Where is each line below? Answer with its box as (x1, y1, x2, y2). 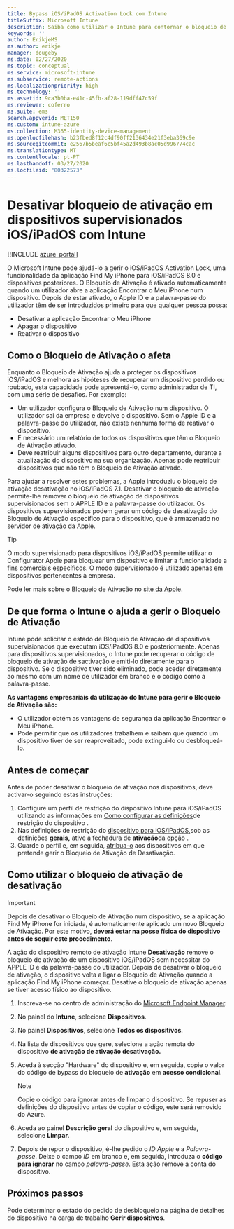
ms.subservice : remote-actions (7, 75, 98, 83)
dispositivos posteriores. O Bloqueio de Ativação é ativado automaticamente (7, 278, 227, 287)
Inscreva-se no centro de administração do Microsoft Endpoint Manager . (17, 998, 227, 1007)
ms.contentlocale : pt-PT (7, 154, 80, 161)
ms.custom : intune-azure (7, 121, 80, 128)
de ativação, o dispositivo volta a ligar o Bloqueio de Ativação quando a (7, 970, 213, 979)
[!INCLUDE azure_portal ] (7, 250, 78, 258)
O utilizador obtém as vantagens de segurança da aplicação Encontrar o (17, 714, 226, 723)
